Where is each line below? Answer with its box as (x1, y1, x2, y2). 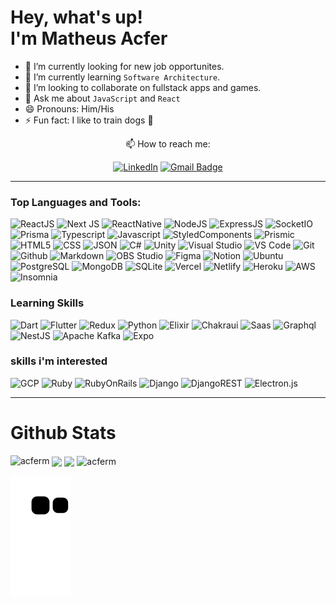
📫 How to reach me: (125, 137, 211, 150)
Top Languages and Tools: (10, 195, 142, 209)
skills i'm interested (10, 354, 108, 368)
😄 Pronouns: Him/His (24, 102, 115, 115)
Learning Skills (10, 296, 85, 310)
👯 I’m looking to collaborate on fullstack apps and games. (24, 81, 262, 93)
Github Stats (10, 422, 117, 445)
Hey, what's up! (10, 6, 143, 29)
